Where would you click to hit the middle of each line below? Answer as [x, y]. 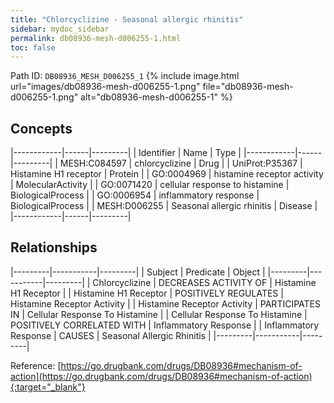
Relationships [54, 247]
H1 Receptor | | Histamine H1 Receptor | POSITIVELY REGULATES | [147, 293]
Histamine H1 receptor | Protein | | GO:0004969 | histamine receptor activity [167, 174]
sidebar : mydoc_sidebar [60, 29]
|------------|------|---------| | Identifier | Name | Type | [126, 153]
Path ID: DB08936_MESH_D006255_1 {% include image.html [125, 76]
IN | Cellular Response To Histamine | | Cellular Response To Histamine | [159, 314]
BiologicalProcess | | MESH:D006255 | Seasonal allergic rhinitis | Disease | [164, 206]
